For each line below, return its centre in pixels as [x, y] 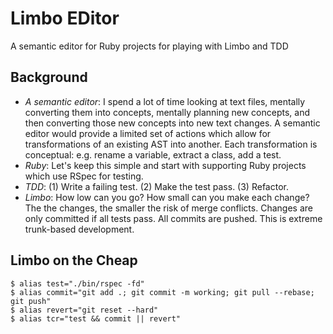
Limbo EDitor [65, 18]
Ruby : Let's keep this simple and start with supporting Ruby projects [165, 165]
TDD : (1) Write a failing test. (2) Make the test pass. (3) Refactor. [156, 186]
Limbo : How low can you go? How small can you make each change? [167, 197]
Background [49, 77]
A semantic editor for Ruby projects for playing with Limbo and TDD [149, 46]
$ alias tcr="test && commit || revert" [96, 318]
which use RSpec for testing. [84, 176]
